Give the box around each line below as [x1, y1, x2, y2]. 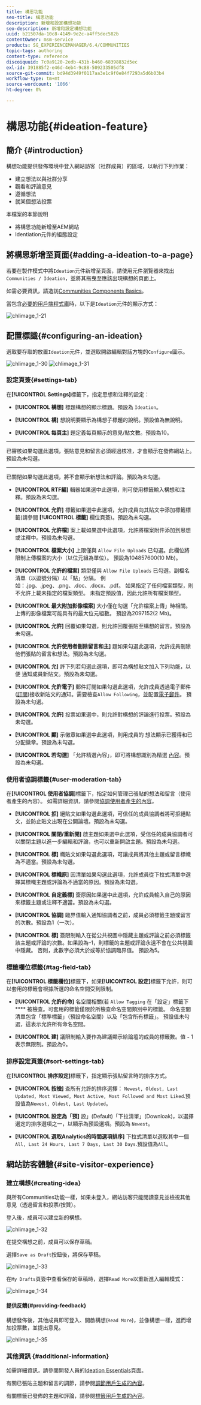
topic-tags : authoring [6, 48, 63, 54]
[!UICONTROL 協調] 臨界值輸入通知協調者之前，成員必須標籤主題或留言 [14, 911, 191, 919]
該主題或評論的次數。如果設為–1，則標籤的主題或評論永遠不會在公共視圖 [14, 939, 193, 946]
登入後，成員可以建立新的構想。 [6, 1214, 85, 1221]
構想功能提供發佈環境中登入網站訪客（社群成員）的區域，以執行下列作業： [6, 163, 190, 170]
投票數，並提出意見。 [11, 1323, 64, 1331]
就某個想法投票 [14, 197, 52, 204]
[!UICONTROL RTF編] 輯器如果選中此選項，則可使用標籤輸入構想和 [14, 486, 181, 493]
